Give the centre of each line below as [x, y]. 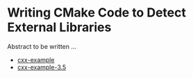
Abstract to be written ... [42, 46]
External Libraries [59, 27]
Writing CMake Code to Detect [96, 13]
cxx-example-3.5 [42, 67]
